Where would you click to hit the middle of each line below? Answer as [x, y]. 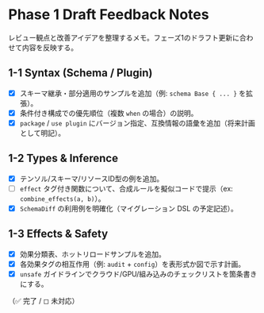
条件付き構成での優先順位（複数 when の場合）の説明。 [109, 113]
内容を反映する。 [50, 47]
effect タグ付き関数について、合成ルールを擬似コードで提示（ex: [126, 188]
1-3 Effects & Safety [58, 234]
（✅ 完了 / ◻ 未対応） [44, 300]
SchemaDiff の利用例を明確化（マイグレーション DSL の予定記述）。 [128, 208]
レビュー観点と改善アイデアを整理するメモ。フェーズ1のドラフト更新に [124, 37]
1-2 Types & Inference [63, 158]
